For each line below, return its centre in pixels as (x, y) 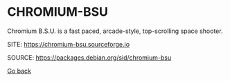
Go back (19, 71)
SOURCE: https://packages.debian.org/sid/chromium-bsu (89, 57)
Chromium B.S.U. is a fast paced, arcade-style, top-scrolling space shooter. (115, 31)
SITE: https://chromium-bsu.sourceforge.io (69, 44)
